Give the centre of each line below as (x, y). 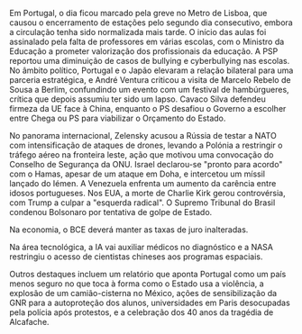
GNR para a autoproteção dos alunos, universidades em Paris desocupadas (150, 302)
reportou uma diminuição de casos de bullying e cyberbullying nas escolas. (150, 61)
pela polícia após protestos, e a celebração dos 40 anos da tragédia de (142, 312)
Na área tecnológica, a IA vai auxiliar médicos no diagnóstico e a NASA (141, 247)
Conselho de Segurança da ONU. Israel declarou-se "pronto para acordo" (146, 164)
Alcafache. (29, 322)
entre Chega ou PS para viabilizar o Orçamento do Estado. (118, 118)
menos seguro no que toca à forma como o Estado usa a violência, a (137, 284)
